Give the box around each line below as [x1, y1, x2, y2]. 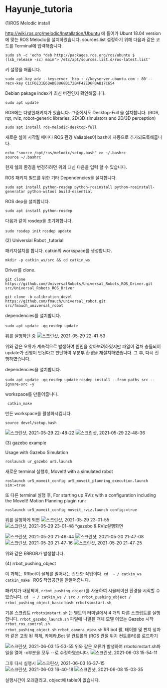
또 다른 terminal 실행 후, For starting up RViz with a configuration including [5, 492, 156, 498]
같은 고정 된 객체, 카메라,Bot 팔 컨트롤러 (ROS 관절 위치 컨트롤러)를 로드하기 [10, 633, 158, 639]
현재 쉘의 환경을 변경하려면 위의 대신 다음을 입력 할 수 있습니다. [5, 164, 128, 170]
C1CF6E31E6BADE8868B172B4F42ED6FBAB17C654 [25, 81, 115, 86]
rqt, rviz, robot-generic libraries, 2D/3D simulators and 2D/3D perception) [5, 115, 156, 121]
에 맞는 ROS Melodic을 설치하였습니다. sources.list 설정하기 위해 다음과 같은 [5, 36, 155, 42]
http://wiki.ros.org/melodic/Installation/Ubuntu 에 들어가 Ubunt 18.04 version [5, 30, 161, 36]
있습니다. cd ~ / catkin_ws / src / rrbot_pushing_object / [5, 594, 131, 600]
